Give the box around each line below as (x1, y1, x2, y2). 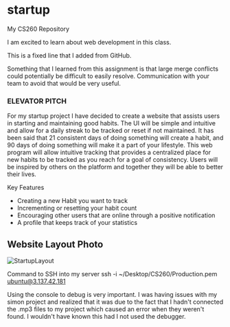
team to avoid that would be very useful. (7, 79, 122, 87)
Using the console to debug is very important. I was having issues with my (7, 291, 218, 299)
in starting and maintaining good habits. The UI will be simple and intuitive (7, 119, 216, 128)
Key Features (7, 184, 45, 192)
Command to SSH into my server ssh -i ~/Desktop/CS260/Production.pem (7, 270, 218, 278)
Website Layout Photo (7, 239, 104, 250)
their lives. (7, 170, 36, 178)
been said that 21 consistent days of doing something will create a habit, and (7, 134, 224, 142)
